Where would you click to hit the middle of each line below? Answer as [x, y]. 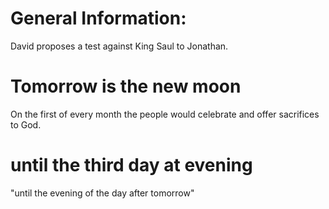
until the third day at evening [131, 165]
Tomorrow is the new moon [126, 86]
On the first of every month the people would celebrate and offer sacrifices [165, 114]
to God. [26, 124]
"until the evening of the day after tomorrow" [102, 193]
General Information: [98, 18]
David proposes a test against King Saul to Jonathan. [119, 46]
